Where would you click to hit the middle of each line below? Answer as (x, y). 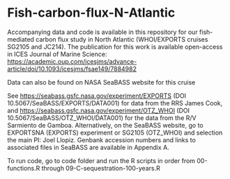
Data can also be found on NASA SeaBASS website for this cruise (101, 82)
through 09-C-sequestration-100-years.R (101, 168)
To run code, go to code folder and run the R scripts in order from (101, 160)
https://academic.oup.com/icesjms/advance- (72, 61)
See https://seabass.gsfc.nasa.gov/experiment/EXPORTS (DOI (97, 96)
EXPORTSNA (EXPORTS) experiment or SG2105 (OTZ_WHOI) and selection (115, 133)
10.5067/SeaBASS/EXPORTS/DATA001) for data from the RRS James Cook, (115, 103)
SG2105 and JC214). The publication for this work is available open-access (115, 46)
